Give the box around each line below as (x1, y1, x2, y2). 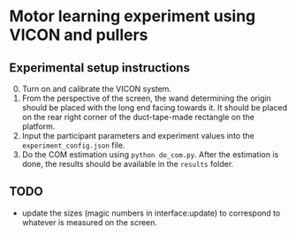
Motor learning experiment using (9, 6, 256, 27)
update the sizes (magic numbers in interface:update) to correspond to (21, 208, 281, 218)
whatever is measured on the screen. (21, 216, 157, 227)
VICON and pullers (9, 25, 148, 45)
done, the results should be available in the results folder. (21, 159, 234, 169)
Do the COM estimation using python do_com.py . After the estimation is (21, 149, 279, 160)
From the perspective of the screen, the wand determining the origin (21, 93, 271, 103)
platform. (21, 121, 56, 132)
